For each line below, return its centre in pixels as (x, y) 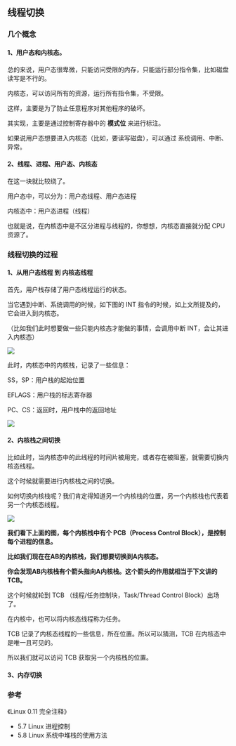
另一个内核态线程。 (35, 505)
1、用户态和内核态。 (37, 52)
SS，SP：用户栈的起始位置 (46, 380)
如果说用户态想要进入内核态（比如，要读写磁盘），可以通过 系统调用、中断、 (117, 138)
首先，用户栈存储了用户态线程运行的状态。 (69, 289)
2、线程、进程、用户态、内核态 (52, 164)
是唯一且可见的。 (32, 643)
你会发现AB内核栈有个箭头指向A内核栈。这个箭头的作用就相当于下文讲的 (112, 572)
